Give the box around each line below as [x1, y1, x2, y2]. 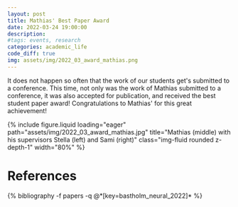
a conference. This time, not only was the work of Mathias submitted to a [7, 83, 222, 92]
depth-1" [7, 143, 33, 152]
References [7, 168, 77, 184]
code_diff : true [7, 51, 55, 58]
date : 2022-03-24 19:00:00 [7, 23, 87, 31]
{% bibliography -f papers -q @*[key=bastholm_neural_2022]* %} [7, 191, 202, 200]
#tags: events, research [7, 37, 81, 44]
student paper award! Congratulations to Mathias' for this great [7, 99, 192, 107]
